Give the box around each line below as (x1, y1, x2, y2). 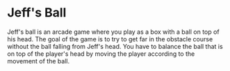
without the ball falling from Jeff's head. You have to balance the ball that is (7, 42, 224, 50)
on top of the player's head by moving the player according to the (7, 50, 195, 58)
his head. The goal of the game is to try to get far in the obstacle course (7, 34, 213, 43)
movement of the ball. (7, 57, 70, 65)
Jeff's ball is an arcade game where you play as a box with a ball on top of (7, 28, 220, 36)
